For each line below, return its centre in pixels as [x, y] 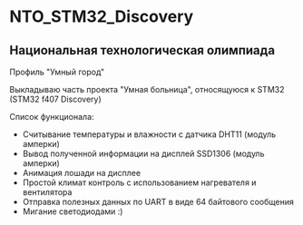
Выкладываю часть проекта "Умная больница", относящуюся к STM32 [147, 89]
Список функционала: [52, 117]
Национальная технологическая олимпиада [142, 50]
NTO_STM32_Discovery [102, 17]
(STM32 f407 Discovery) [55, 99]
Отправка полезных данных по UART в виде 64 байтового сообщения [158, 202]
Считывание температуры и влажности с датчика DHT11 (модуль [149, 134]
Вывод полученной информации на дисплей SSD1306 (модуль [143, 153]
